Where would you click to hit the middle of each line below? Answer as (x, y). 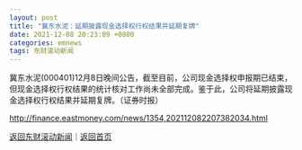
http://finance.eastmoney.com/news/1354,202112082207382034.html (138, 119)
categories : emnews (46, 43)
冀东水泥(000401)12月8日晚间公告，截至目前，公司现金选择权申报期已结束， (151, 78)
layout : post (34, 18)
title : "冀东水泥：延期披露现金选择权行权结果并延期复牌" (104, 26)
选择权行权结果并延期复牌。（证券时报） (90, 101)
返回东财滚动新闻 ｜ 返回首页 (61, 137)
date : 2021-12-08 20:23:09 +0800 (72, 34)
